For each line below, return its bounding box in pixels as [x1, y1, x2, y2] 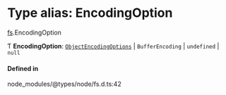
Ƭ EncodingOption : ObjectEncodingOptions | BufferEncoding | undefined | [7, 42, 220, 50]
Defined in [7, 64, 39, 72]
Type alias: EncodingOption [7, 5, 173, 21]
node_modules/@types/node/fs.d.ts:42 [7, 80, 121, 89]
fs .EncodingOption [7, 28, 62, 37]
